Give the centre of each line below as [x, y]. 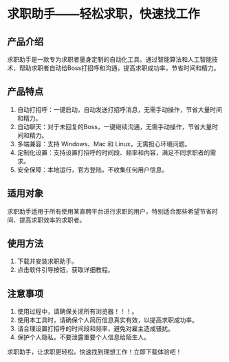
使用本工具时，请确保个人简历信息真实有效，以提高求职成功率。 [107, 320]
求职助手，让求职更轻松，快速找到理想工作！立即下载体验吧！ [95, 352]
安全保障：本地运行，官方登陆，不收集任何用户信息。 [92, 170]
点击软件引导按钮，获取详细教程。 [65, 270]
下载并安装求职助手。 [47, 261]
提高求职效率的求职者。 [52, 220]
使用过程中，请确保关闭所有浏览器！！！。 [77, 312]
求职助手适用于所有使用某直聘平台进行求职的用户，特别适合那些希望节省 [109, 211]
